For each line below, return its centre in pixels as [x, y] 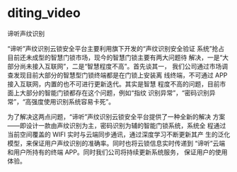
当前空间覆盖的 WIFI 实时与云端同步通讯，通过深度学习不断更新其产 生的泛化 [119, 134]
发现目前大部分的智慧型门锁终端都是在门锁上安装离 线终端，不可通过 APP [120, 75]
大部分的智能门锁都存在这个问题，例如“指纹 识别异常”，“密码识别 [115, 93]
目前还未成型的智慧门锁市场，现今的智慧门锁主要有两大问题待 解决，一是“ [115, 57]
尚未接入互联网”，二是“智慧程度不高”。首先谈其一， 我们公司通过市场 [121, 66]
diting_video [44, 13]
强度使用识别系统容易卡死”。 [73, 101]
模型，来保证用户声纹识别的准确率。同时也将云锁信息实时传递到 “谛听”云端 [116, 143]
